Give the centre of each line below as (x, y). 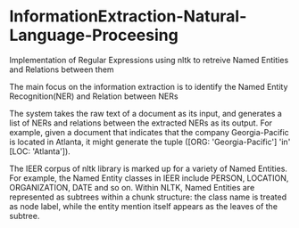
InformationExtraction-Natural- (128, 16)
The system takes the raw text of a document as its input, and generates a (146, 113)
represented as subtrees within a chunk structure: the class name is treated (148, 197)
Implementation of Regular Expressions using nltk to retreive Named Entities (149, 60)
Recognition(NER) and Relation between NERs (94, 96)
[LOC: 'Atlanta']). (40, 151)
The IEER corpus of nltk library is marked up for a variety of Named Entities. (149, 168)
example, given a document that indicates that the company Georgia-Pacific (149, 132)
